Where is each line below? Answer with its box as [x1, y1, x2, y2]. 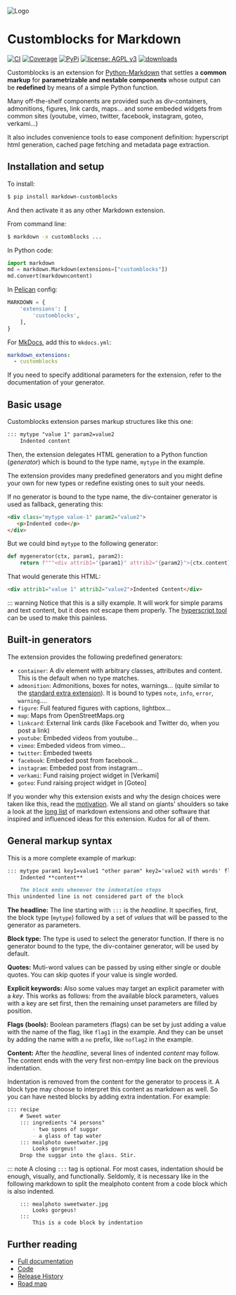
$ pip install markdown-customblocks [7, 193, 118, 200]
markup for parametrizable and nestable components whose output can [7, 75, 221, 84]
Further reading [7, 1238, 77, 1250]
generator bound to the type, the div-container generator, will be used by [7, 942, 219, 951]
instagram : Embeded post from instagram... [17, 763, 143, 772]
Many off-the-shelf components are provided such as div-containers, [7, 96, 209, 105]
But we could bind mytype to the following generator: [7, 539, 159, 548]
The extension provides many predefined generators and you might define [7, 471, 223, 480]
